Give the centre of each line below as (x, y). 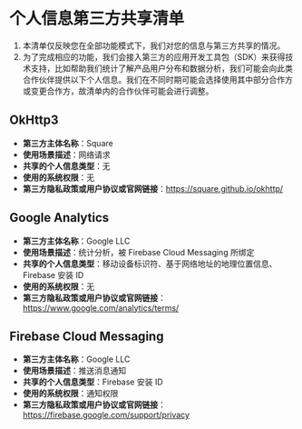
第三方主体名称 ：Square (68, 143)
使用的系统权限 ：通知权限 (70, 394)
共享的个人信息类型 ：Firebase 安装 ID (93, 382)
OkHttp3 (34, 120)
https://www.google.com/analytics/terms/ (101, 308)
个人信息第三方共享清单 (97, 19)
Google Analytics (59, 218)
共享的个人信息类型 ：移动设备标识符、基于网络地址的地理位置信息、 (150, 264)
